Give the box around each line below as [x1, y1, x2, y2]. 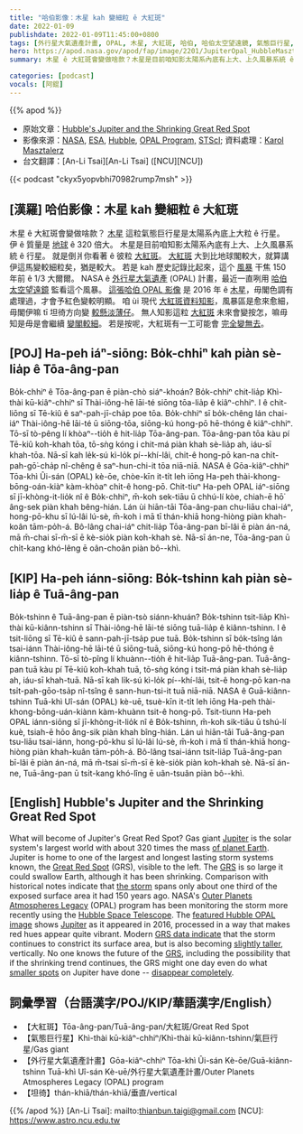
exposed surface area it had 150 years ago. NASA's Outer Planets [9, 890, 252, 901]
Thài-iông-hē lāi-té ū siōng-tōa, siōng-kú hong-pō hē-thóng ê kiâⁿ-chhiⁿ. [21, 418, 293, 429]
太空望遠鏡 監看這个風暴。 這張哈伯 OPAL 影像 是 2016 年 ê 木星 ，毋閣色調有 [9, 283, 294, 294]
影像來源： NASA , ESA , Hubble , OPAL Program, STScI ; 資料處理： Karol [22, 135, 284, 145]
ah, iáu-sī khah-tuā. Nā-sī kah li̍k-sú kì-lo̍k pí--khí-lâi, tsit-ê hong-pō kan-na [9, 674, 291, 686]
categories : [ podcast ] [9, 71, 95, 81]
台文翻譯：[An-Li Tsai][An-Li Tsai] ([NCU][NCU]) [22, 155, 204, 166]
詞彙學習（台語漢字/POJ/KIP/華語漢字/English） [9, 995, 280, 1011]
